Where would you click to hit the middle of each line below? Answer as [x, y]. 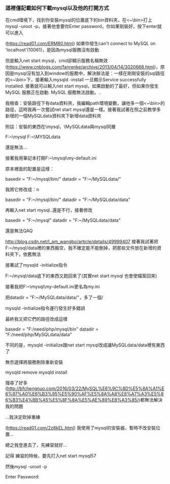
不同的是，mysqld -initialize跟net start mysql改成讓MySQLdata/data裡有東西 [85, 345]
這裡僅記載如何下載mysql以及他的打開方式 [57, 8]
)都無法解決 [151, 400]
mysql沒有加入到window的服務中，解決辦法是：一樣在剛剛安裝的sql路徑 [89, 73]
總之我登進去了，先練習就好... [36, 445]
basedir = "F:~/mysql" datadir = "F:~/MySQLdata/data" [63, 220]
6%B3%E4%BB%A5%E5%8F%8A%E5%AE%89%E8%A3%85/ [72, 400]
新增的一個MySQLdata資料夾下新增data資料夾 [53, 116]
